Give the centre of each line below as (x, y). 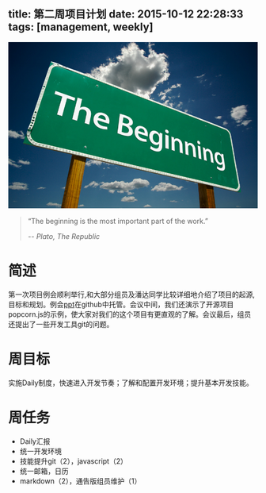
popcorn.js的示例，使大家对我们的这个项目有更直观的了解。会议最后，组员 (130, 314)
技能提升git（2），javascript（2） (74, 461)
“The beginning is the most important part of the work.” (118, 221)
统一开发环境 (40, 451)
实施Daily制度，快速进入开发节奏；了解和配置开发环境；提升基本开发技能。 (131, 383)
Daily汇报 (35, 441)
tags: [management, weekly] (81, 27)
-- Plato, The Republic (64, 236)
